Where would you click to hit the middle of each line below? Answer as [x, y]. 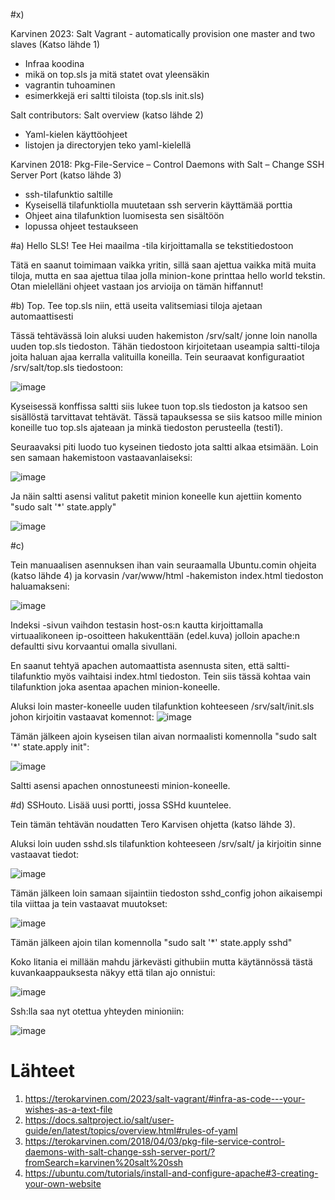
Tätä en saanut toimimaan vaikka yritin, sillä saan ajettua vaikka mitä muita [163, 265]
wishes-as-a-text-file [68, 1109]
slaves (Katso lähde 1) [55, 44]
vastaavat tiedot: [45, 854]
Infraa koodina [54, 63]
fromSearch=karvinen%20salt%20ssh [104, 1162]
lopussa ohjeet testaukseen [81, 226]
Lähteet [43, 1071]
